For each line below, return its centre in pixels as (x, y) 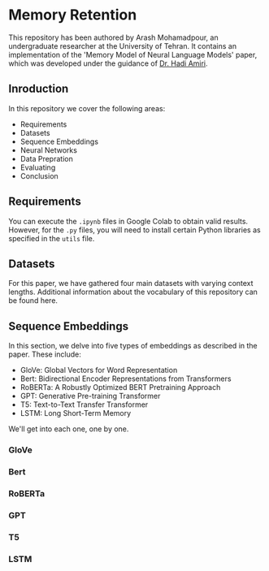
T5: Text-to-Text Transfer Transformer (84, 404)
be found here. (33, 301)
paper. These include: (45, 354)
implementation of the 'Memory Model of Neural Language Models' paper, (133, 54)
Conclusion (39, 175)
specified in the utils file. (52, 238)
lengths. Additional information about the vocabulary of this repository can (133, 292)
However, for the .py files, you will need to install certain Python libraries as (135, 230)
